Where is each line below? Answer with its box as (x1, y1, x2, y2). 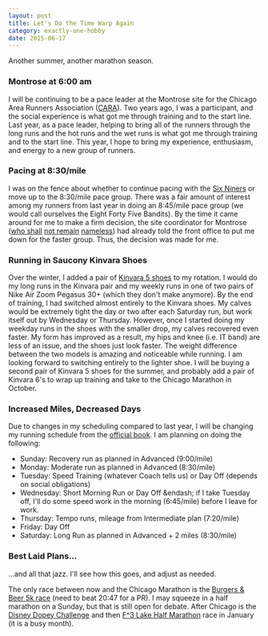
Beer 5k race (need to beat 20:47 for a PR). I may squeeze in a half (8, 593, 229, 602)
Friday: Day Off (19, 522, 70, 532)
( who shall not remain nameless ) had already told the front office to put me (8, 226, 255, 235)
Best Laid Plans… (8, 550, 78, 562)
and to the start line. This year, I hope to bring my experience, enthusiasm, (8, 137, 254, 147)
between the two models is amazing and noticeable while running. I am (8, 349, 242, 359)
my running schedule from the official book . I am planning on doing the (8, 430, 242, 440)
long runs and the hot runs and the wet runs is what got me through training (8, 128, 258, 138)
